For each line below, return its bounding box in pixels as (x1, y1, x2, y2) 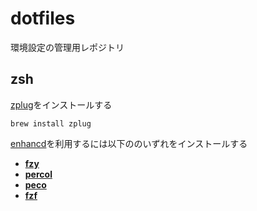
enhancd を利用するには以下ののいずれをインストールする (10, 137, 248, 149)
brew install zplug (10, 118, 92, 129)
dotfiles (10, 7, 76, 30)
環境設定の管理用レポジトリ (10, 41, 125, 53)
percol (24, 168, 53, 180)
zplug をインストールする (10, 98, 113, 111)
